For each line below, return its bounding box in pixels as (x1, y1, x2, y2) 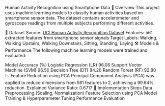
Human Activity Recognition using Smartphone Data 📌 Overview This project (5, 5, 160, 10)
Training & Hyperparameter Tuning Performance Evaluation (5, 95, 125, 101)
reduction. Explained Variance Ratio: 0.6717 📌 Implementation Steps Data (5, 85, 153, 90)
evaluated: (5, 53, 27, 58)
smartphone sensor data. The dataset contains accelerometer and (5, 15, 139, 21)
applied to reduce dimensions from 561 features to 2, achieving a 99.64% (5, 80, 154, 85)
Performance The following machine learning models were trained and (5, 47, 148, 53)
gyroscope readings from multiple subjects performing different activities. (5, 20, 155, 26)
